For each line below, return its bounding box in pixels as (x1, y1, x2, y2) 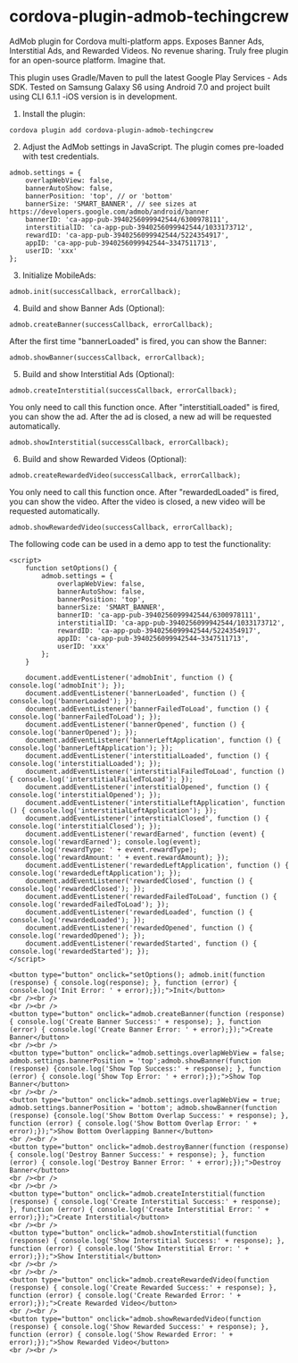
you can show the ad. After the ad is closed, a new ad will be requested (9, 411, 272, 422)
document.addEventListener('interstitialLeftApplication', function (25, 798, 286, 807)
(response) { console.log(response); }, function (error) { (9, 978, 238, 987)
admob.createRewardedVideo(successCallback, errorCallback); (9, 471, 242, 480)
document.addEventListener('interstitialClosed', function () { (25, 813, 269, 823)
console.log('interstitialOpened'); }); (9, 790, 162, 799)
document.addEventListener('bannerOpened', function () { (25, 719, 245, 729)
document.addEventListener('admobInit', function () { (25, 673, 234, 682)
